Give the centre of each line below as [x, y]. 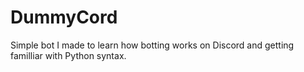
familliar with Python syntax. [68, 55]
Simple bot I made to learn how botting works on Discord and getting [152, 45]
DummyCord [64, 17]
